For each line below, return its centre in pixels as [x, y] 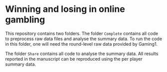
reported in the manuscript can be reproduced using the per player [74, 59]
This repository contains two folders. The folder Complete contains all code [82, 33]
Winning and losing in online [65, 9]
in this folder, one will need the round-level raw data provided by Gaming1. [82, 44]
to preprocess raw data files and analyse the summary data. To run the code [84, 39]
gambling [25, 20]
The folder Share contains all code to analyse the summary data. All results [82, 54]
